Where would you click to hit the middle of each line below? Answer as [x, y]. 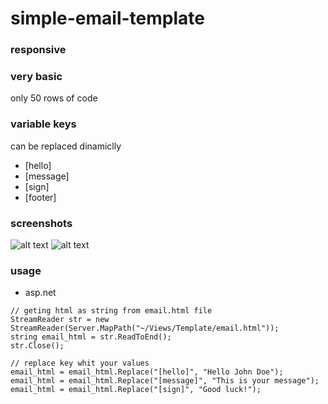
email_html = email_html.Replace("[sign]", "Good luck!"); [136, 390]
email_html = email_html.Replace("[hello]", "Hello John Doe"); [147, 372]
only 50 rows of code [54, 98]
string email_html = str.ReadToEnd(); [91, 337]
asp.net [40, 293]
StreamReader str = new [60, 320]
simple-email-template [107, 18]
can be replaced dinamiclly [66, 146]
